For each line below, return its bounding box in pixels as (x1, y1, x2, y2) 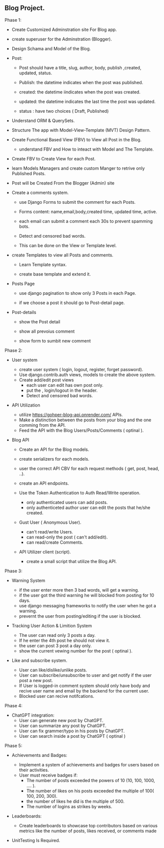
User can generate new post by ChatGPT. (19, 717, 104, 723)
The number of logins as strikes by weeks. (26, 803, 112, 809)
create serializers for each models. (19, 456, 89, 462)
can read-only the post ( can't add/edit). (26, 534, 108, 540)
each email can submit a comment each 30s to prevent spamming (19, 218, 153, 224)
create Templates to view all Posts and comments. (11, 252, 113, 258)
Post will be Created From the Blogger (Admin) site (11, 180, 115, 186)
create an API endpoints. (19, 480, 69, 486)
